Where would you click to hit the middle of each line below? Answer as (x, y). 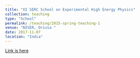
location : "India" (24, 37)
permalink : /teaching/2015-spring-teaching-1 (52, 23)
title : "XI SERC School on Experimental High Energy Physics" (70, 10)
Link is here (17, 50)
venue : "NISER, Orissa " (31, 28)
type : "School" (21, 19)
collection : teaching (27, 14)
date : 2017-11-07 (23, 32)
